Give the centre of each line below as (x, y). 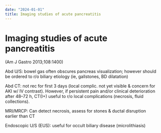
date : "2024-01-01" (25, 9)
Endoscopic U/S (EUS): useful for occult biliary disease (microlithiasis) (75, 126)
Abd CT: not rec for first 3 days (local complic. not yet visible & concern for (80, 86)
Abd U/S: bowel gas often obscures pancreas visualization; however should (81, 72)
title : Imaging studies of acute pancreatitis (53, 14)
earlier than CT (20, 116)
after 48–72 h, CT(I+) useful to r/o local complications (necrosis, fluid (74, 96)
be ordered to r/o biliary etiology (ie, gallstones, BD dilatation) (67, 76)
